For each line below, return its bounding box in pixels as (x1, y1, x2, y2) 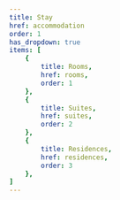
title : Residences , (41, 144, 113, 153)
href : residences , (41, 152, 109, 162)
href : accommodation (9, 21, 86, 30)
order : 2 (41, 120, 73, 129)
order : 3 (41, 161, 73, 170)
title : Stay (9, 12, 53, 22)
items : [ (9, 46, 41, 55)
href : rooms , (41, 71, 89, 80)
